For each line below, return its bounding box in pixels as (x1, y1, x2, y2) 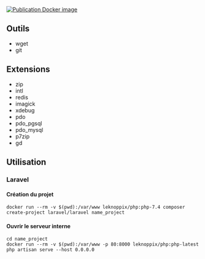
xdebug (15, 106, 35, 114)
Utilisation (6, 157, 47, 168)
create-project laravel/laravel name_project (6, 209, 125, 216)
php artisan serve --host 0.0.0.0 (6, 247, 95, 253)
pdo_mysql (15, 126, 44, 133)
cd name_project (6, 236, 48, 242)
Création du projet (6, 190, 54, 198)
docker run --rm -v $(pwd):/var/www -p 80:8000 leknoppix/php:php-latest (6, 241, 199, 248)
